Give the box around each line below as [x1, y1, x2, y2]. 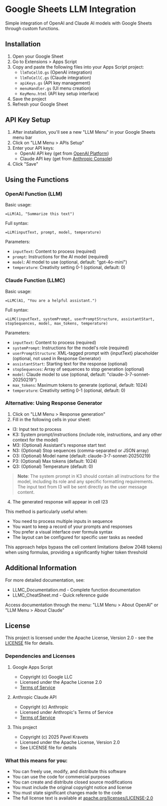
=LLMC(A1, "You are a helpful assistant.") [5, 298, 97, 303]
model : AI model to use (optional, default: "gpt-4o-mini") [12, 259, 127, 265]
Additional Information [5, 564, 77, 572]
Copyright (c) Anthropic [19, 704, 69, 710]
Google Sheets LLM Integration [5, 4, 136, 15]
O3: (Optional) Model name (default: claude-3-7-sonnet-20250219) [12, 452, 151, 459]
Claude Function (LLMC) [5, 277, 65, 284]
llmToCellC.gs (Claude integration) [19, 74, 91, 81]
